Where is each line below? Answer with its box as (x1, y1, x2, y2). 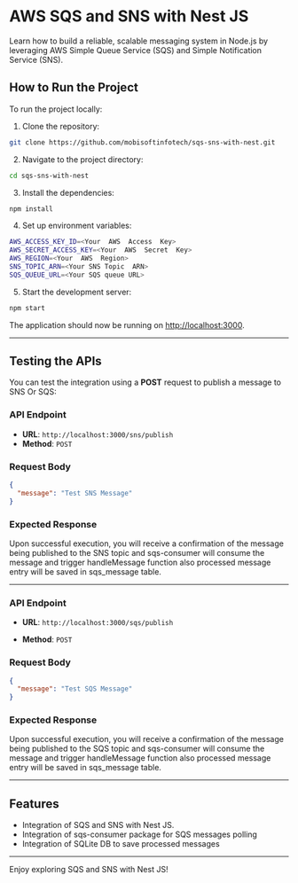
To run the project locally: (9, 104, 103, 114)
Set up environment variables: (21, 220, 132, 231)
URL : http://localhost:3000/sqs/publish (21, 617, 174, 628)
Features (9, 796, 59, 811)
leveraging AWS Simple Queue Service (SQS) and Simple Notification (9, 44, 263, 55)
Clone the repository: (21, 121, 100, 131)
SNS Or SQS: (9, 387, 58, 397)
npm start (9, 303, 46, 312)
